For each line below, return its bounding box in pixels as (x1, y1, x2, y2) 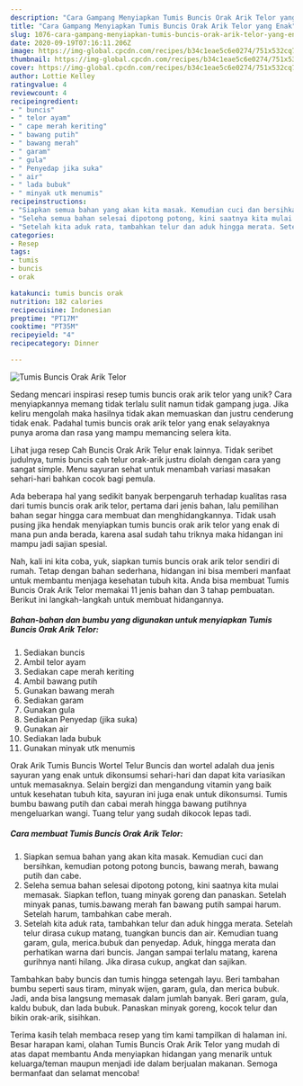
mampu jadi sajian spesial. (10, 538, 108, 549)
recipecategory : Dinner (10, 339, 100, 348)
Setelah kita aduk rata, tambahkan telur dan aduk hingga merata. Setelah (22, 918, 293, 929)
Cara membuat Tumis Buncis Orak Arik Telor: (10, 829, 183, 839)
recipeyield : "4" (10, 330, 76, 340)
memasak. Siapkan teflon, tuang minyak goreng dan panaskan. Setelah (22, 889, 287, 900)
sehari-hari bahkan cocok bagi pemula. (10, 473, 156, 484)
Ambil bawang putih (22, 676, 98, 687)
